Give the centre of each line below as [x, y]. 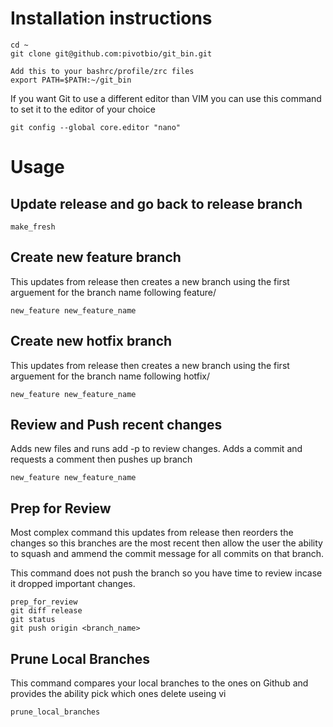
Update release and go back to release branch [156, 203]
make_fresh [33, 227]
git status [33, 620]
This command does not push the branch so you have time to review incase [166, 573]
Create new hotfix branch [91, 341]
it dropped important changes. [73, 584]
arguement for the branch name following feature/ [113, 292]
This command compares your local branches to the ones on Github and [159, 683]
